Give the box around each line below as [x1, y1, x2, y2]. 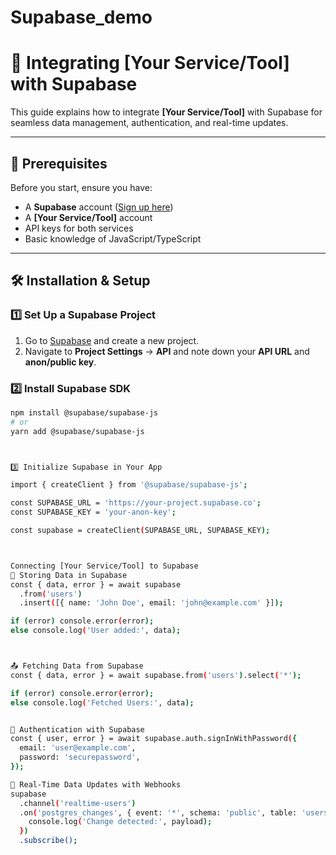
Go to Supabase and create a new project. [24, 334, 200, 346]
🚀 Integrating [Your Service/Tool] [10, 52, 290, 75]
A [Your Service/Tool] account [24, 211, 153, 223]
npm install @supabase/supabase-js [10, 407, 159, 418]
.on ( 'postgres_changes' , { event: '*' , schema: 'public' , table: [19, 807, 298, 818]
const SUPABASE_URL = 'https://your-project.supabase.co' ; [10, 498, 262, 508]
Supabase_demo [10, 6, 153, 29]
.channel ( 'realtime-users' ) [19, 798, 137, 808]
